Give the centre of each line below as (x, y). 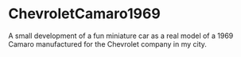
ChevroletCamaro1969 (84, 14)
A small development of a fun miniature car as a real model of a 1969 (121, 36)
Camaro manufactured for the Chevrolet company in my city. (107, 44)
